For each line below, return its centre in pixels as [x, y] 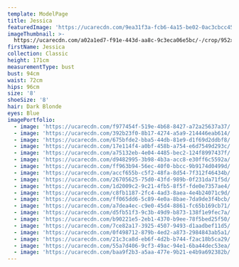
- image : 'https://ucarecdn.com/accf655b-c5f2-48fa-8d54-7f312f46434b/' [124, 173]
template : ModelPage [38, 14]
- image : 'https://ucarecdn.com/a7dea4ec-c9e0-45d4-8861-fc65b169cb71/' [124, 206]
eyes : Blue [23, 113]
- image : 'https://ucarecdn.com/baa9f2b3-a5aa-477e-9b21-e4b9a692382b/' [124, 252]
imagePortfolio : [31, 120]
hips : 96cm [23, 87]
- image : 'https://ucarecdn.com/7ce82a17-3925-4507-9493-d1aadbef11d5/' [124, 226]
